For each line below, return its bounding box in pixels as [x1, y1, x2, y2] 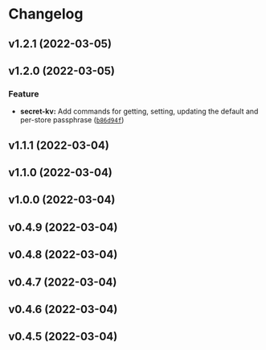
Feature [8, 88, 39, 99]
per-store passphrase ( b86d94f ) [19, 115, 125, 125]
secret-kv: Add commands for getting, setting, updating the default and [19, 106, 259, 117]
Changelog [8, 5, 84, 23]
